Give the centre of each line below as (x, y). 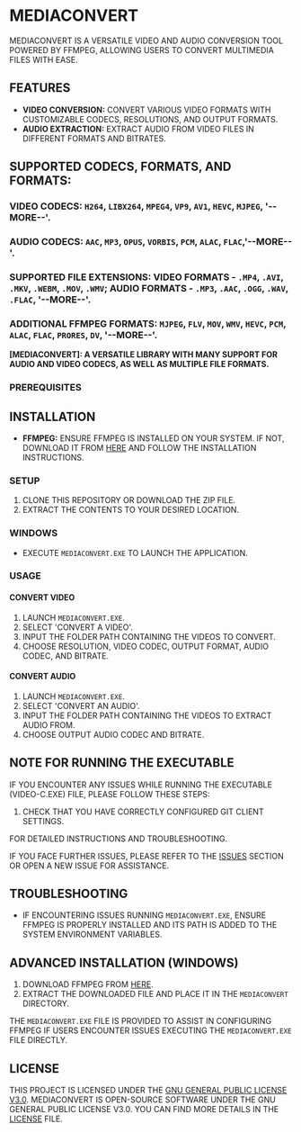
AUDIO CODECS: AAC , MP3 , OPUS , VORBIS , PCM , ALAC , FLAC (126, 241)
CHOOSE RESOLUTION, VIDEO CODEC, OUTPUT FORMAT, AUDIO (146, 646)
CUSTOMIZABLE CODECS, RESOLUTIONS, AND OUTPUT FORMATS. (150, 119)
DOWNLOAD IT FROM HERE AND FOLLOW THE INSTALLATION (139, 447)
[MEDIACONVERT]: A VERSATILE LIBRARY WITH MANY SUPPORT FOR (144, 355)
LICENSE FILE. (36, 1119)
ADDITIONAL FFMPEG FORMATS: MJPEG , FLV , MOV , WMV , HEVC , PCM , (148, 323)
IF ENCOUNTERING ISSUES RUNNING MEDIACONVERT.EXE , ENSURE (144, 915)
